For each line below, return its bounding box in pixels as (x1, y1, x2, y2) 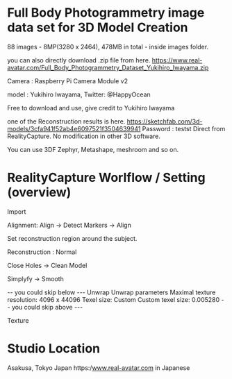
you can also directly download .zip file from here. (7, 56, 151, 64)
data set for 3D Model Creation (7, 19, 188, 35)
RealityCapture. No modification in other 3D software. (7, 132, 161, 140)
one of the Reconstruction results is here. (7, 117, 126, 126)
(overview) (7, 185, 72, 201)
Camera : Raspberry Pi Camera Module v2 (7, 76, 129, 85)
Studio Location (7, 341, 101, 357)
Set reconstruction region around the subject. (7, 234, 138, 242)
